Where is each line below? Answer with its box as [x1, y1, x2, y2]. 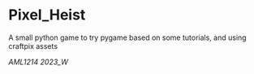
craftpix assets [8, 41, 58, 50]
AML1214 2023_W [8, 57, 69, 67]
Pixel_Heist [8, 6, 86, 24]
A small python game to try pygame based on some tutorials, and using [8, 33, 247, 42]
